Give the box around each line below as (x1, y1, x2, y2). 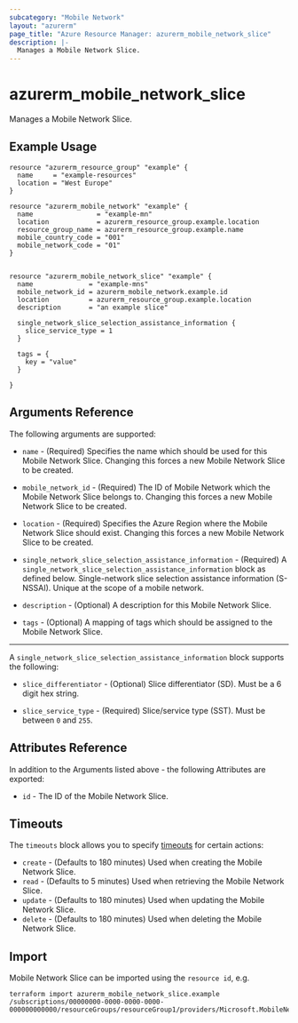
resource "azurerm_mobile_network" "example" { (9, 202, 189, 211)
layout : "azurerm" (9, 21, 77, 30)
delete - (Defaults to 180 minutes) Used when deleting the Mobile (21, 914, 263, 924)
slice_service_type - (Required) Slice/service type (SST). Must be (21, 705, 266, 715)
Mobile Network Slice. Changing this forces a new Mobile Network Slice (21, 455, 286, 466)
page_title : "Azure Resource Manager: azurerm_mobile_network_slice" (9, 29, 272, 38)
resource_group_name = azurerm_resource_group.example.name (17, 225, 244, 234)
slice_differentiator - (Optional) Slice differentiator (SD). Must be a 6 (21, 678, 282, 689)
